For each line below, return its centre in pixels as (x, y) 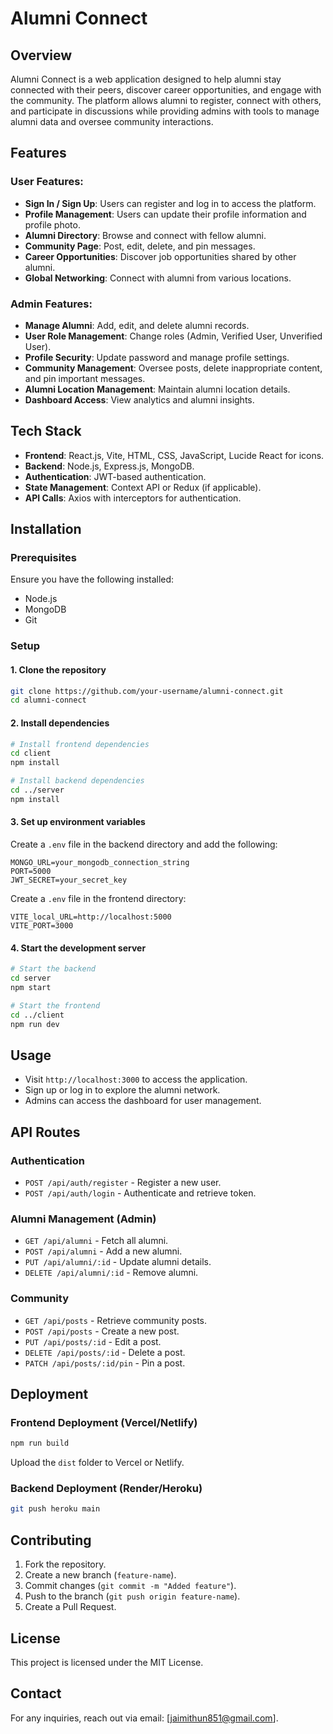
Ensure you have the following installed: (92, 579)
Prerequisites (43, 558)
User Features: (47, 182)
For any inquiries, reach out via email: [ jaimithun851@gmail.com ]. (144, 1718)
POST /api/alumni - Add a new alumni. (103, 1251)
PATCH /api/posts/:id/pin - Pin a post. (105, 1363)
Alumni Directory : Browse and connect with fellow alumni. (145, 235)
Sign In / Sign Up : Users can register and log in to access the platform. (170, 203)
